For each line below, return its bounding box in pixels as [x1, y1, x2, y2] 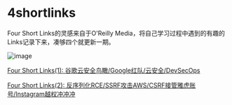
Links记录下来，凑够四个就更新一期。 [7, 37, 115, 46]
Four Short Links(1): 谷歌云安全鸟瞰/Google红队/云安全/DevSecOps [7, 66, 200, 74]
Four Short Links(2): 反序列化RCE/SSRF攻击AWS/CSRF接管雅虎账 [7, 80, 196, 89]
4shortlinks [7, 5, 76, 21]
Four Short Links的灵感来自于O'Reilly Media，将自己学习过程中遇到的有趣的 [7, 29, 226, 37]
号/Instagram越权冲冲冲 [7, 90, 76, 98]
